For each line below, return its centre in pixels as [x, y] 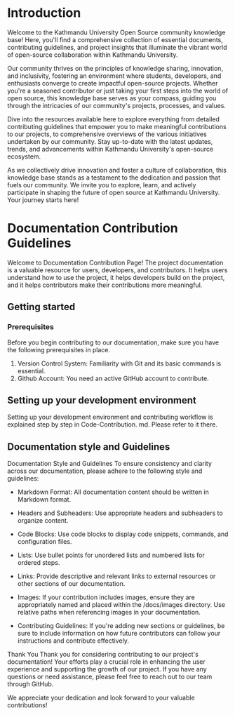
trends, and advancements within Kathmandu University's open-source [110, 149]
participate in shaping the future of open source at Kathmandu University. [114, 192]
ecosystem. [24, 156]
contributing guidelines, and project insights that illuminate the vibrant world [117, 47]
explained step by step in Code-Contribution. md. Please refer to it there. [112, 425]
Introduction [44, 13]
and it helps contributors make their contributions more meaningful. [105, 285]
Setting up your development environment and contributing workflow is [110, 417]
